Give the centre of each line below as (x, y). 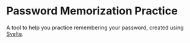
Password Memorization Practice (92, 11)
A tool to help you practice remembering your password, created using (95, 27)
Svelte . (15, 33)
